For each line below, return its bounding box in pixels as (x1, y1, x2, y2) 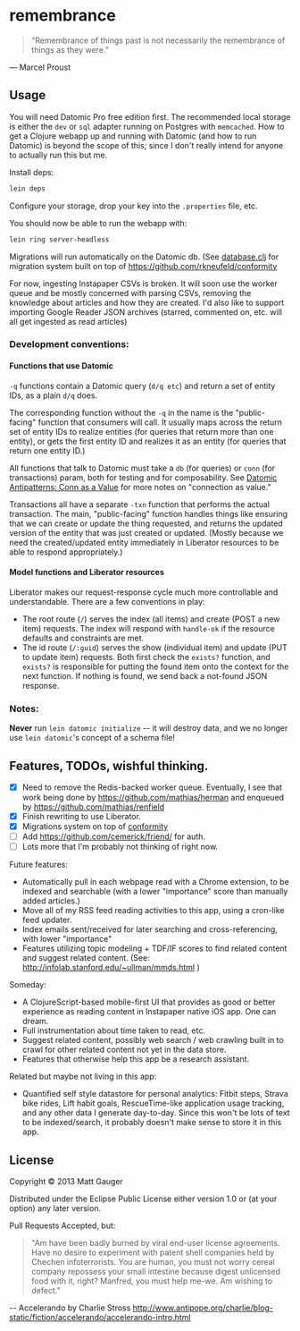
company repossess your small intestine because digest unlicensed (30, 1267, 281, 1277)
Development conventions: (9, 338, 129, 351)
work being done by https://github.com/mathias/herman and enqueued (21, 793, 284, 802)
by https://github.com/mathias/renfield (21, 801, 165, 812)
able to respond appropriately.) (9, 547, 123, 557)
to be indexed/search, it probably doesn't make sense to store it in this (21, 1117, 282, 1128)
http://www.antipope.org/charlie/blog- (132, 1302, 274, 1313)
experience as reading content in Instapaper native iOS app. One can (21, 1006, 277, 1017)
